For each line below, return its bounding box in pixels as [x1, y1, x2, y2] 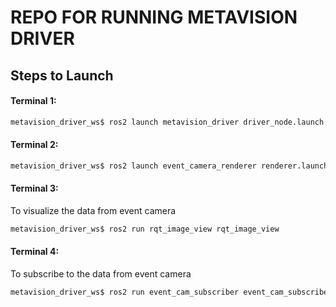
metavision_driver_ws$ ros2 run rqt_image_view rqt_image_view [10, 224, 280, 234]
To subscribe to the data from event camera [10, 268, 192, 280]
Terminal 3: [10, 182, 59, 195]
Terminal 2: [10, 139, 59, 151]
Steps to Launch [10, 67, 114, 84]
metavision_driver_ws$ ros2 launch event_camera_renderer [10, 161, 257, 171]
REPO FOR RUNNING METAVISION [10, 6, 298, 29]
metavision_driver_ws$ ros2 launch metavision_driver [10, 117, 240, 127]
